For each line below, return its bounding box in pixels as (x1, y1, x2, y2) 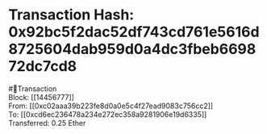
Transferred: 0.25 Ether (8, 118, 86, 128)
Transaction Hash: (8, 6, 135, 24)
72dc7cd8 (8, 57, 77, 76)
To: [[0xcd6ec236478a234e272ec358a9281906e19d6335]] (8, 109, 207, 119)
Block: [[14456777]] (8, 92, 75, 102)
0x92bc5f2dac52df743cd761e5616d (8, 23, 260, 41)
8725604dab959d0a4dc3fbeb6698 (8, 40, 257, 58)
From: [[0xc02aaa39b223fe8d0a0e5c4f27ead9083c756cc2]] (8, 101, 214, 111)
